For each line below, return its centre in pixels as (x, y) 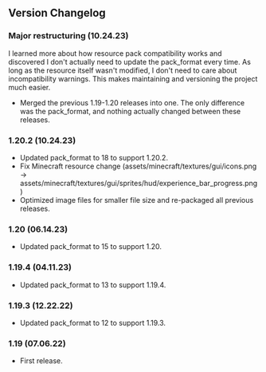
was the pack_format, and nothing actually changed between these (130, 111)
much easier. (29, 87)
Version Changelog (57, 13)
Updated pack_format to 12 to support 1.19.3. (92, 323)
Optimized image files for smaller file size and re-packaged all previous (137, 200)
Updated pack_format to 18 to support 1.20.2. (94, 157)
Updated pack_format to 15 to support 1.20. (90, 247)
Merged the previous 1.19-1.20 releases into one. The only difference (132, 102)
